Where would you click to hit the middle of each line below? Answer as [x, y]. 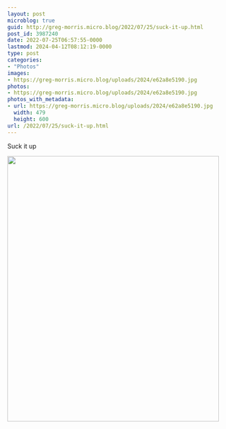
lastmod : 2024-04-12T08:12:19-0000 [60, 47]
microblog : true [31, 21]
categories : [25, 60]
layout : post [26, 14]
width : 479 [30, 113]
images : [19, 73]
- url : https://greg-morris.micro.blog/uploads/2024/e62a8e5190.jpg [110, 106]
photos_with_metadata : [41, 100]
